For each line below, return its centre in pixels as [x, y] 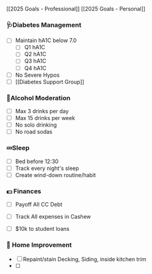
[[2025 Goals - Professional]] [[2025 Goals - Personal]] [76, 9]
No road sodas [34, 132]
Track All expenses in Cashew [53, 217]
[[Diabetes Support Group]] [49, 82]
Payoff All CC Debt [39, 205]
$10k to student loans [42, 229]
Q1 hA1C [35, 47]
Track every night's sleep [47, 168]
